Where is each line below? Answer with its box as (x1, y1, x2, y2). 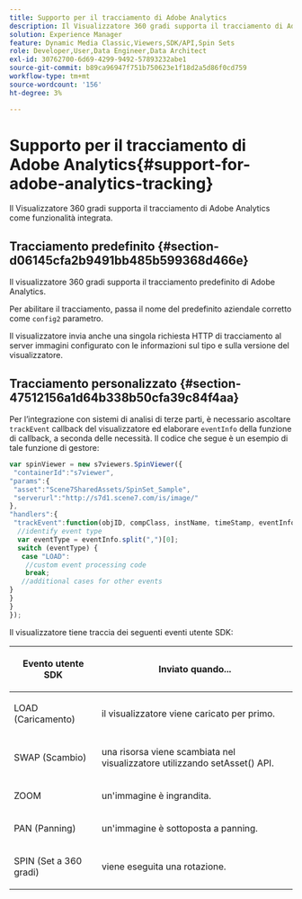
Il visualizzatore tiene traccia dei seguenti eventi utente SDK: (9, 626, 234, 637)
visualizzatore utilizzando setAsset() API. (102, 757, 274, 769)
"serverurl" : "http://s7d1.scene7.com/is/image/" (13, 493, 200, 502)
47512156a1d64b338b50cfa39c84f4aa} (9, 390, 240, 405)
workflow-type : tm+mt (9, 72, 91, 81)
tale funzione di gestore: (9, 443, 100, 454)
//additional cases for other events (21, 577, 164, 586)
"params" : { (9, 476, 50, 486)
